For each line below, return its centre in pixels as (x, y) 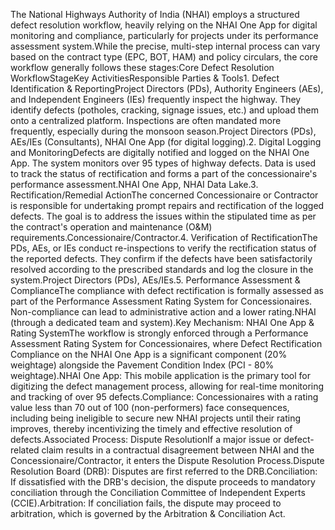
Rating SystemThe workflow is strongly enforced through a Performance (159, 333)
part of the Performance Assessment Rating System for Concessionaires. (161, 301)
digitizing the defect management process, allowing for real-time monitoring (167, 386)
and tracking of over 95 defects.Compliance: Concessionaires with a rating (164, 397)
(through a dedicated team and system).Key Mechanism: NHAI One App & (162, 322)
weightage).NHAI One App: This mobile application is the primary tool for (160, 375)
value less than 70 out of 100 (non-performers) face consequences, (150, 407)
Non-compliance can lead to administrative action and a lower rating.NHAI (163, 312)
